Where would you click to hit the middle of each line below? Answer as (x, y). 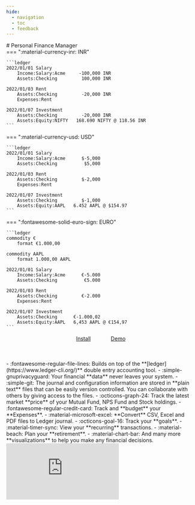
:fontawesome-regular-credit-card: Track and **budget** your (83, 408)
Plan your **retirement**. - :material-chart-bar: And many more (103, 434)
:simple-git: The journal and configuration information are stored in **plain (98, 383)
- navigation (28, 17)
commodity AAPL (25, 254)
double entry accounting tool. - (122, 370)
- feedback (25, 28)
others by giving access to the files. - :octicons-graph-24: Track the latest (98, 396)
